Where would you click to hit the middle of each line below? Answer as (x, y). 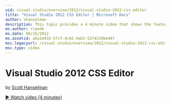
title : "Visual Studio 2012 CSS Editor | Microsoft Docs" (68, 15)
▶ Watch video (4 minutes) (34, 97)
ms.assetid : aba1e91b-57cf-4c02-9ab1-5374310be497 (60, 39)
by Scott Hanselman (26, 87)
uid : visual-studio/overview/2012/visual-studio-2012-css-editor (76, 10)
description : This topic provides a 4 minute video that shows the (78, 24)
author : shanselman (26, 19)
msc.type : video (22, 48)
